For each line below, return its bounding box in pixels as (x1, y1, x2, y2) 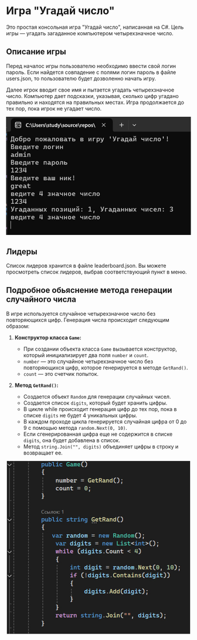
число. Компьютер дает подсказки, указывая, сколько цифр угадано (6, 92, 179, 99)
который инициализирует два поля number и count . (23, 351, 148, 359)
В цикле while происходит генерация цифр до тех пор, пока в (23, 405, 177, 412)
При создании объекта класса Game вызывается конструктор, (23, 345, 178, 352)
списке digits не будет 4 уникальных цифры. (23, 412, 138, 419)
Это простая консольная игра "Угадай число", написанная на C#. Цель (6, 23, 184, 31)
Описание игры (6, 47, 66, 57)
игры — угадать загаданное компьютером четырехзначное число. (6, 29, 174, 36)
